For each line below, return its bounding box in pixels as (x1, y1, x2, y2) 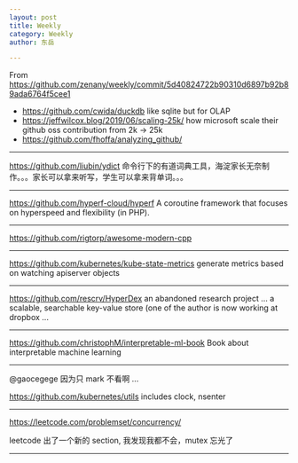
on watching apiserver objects (9, 268, 121, 279)
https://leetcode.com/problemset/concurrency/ (9, 417, 182, 428)
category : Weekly (9, 29, 74, 38)
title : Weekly (9, 21, 62, 30)
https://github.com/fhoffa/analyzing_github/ (21, 134, 183, 145)
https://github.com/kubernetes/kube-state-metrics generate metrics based (9, 258, 284, 269)
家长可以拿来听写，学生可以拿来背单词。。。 (32, 172, 188, 183)
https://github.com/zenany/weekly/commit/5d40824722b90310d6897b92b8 (9, 79, 289, 90)
